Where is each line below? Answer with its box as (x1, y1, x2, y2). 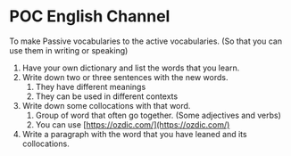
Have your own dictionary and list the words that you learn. (21, 62, 240, 73)
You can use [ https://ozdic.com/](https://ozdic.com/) (35, 119, 230, 130)
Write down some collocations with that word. (21, 100, 191, 111)
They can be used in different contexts (35, 91, 179, 102)
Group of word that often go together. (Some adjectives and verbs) (35, 110, 281, 120)
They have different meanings (35, 81, 146, 92)
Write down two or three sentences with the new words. (21, 71, 229, 82)
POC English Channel (9, 6, 170, 27)
